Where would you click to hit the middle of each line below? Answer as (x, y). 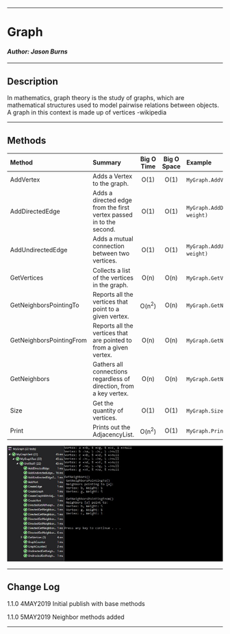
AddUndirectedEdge (39, 249)
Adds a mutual (113, 239)
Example (199, 162)
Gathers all (108, 365)
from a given (111, 348)
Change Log (34, 587)
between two (111, 254)
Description (33, 81)
